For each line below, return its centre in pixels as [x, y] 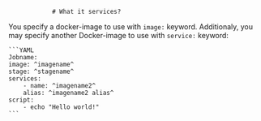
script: [21, 100]
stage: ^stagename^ [41, 71]
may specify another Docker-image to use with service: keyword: [119, 35]
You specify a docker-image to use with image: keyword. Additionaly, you [131, 27]
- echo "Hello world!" [61, 107]
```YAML [21, 50]
